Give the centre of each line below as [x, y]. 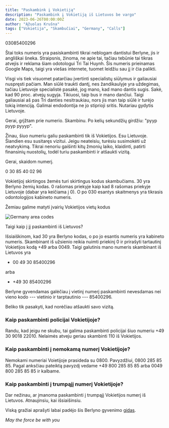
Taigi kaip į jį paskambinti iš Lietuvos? [44, 227]
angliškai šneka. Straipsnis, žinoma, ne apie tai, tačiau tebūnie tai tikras [79, 58]
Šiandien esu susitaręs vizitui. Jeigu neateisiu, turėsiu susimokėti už [76, 141]
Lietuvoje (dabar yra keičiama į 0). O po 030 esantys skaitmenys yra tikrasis [84, 192]
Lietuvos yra [18, 252]
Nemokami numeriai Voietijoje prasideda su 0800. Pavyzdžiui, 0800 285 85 [84, 360]
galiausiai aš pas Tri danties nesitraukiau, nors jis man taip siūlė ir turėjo [80, 100]
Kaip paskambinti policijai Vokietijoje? [53, 320]
